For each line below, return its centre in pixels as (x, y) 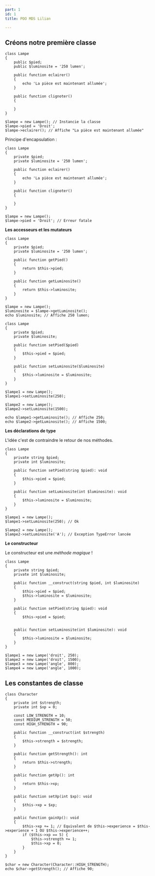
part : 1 (13, 9)
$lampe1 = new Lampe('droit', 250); (42, 656)
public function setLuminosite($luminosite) (59, 366)
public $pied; (28, 62)
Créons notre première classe (51, 43)
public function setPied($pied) (46, 345)
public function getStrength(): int (51, 754)
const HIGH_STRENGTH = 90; (41, 724)
